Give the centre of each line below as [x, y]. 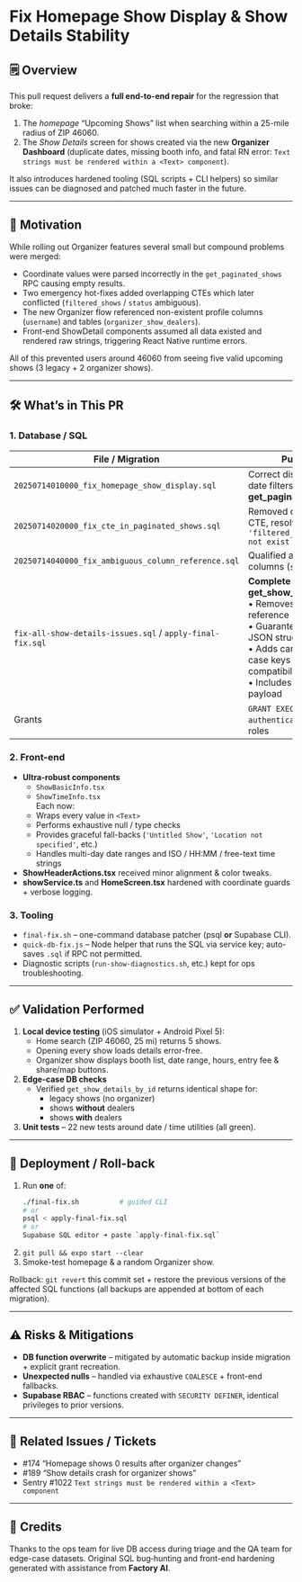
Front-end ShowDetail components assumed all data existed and [142, 331]
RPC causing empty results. [74, 283]
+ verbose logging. [57, 892]
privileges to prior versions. [73, 1405]
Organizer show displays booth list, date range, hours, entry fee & [157, 1060]
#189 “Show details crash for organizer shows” [109, 1472]
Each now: [55, 805]
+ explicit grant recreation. [71, 1366]
